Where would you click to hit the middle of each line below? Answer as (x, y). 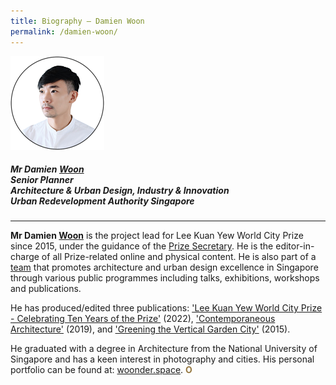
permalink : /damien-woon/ (64, 31)
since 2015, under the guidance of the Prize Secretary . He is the (142, 246)
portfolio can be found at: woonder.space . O (101, 370)
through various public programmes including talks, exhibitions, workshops (165, 278)
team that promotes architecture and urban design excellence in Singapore (164, 267)
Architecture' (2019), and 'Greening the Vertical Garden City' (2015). (150, 329)
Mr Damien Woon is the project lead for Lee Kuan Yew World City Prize (157, 236)
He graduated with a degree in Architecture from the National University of (164, 349)
